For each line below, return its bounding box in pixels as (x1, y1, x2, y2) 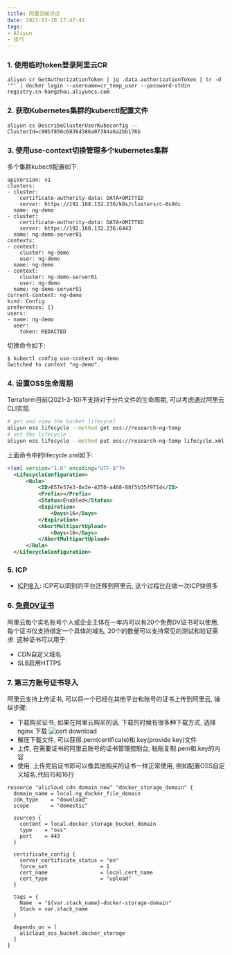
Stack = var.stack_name (19, 905, 89, 913)
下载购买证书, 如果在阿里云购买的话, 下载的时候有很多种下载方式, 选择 (17, 718, 216, 726)
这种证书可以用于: (16, 635, 68, 643)
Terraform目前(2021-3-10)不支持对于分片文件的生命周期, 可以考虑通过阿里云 (7, 396, 225, 404)
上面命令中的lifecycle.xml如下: (7, 450, 93, 459)
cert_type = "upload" (19, 875, 132, 882)
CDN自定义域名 (17, 650, 62, 658)
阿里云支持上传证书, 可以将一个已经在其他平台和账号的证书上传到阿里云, (7, 695, 213, 703)
